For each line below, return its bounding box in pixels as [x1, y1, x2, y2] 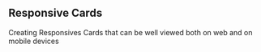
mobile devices [8, 36, 59, 46]
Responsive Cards [8, 6, 103, 20]
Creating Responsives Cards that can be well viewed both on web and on [8, 27, 253, 37]
